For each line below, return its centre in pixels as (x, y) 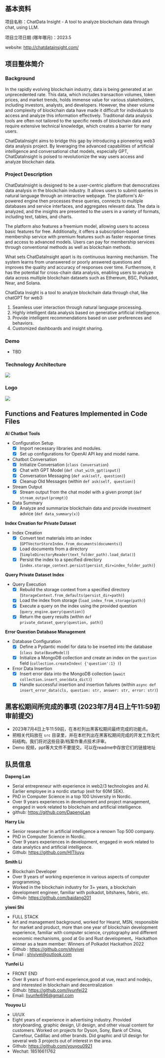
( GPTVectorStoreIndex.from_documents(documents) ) (71, 544)
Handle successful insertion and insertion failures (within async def (88, 684)
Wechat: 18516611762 (34, 1051)
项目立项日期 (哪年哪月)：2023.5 (38, 37)
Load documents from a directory (54, 549)
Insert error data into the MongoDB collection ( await (72, 674)
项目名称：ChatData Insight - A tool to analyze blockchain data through (77, 22)
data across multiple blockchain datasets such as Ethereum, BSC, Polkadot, (82, 277)
